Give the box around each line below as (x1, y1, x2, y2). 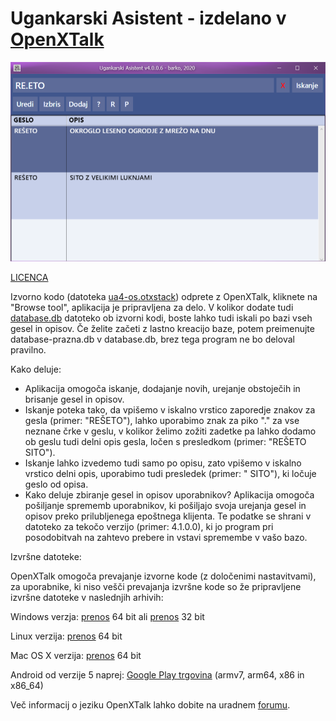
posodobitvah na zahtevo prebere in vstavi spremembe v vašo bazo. (24, 532, 308, 544)
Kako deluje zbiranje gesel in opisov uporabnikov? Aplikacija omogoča (24, 489, 315, 501)
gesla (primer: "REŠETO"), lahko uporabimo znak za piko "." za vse (24, 415, 300, 427)
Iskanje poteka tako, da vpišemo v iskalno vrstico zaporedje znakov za (24, 404, 316, 416)
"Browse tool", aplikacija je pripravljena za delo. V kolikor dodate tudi (10, 302, 294, 314)
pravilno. (10, 344, 47, 356)
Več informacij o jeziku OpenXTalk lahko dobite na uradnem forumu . (10, 699, 291, 711)
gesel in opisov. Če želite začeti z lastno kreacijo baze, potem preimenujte (10, 323, 315, 335)
